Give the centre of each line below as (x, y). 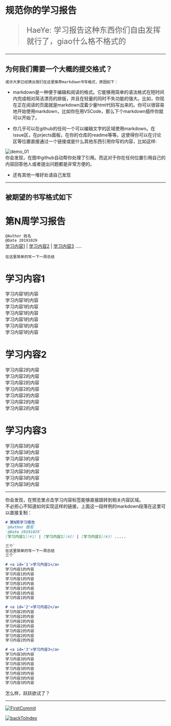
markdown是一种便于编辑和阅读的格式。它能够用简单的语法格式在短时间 (88, 92)
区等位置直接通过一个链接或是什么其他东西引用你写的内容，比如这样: (84, 141)
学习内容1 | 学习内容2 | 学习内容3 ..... (44, 246)
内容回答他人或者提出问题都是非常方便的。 (50, 164)
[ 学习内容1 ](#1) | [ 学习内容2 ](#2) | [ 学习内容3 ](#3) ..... (66, 537)
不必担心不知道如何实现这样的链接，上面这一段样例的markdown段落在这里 (83, 506)
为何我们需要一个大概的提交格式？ (59, 69)
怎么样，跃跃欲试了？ (27, 693)
